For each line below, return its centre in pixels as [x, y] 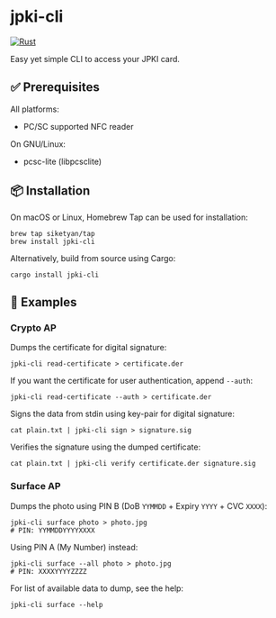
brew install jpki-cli [53, 241]
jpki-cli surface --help [57, 604]
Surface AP [36, 486]
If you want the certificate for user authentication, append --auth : [132, 381]
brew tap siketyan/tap [53, 233]
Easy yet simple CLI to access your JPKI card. [95, 59]
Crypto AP [33, 328]
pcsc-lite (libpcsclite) [62, 161]
